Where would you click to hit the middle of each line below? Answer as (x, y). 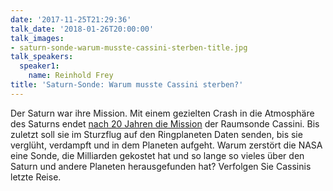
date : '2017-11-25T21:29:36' (71, 19)
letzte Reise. (36, 177)
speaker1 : (39, 66)
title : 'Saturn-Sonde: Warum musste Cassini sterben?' (127, 85)
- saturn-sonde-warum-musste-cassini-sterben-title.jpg (129, 47)
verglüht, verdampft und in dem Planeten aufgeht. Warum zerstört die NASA (166, 145)
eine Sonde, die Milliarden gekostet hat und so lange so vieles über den (157, 155)
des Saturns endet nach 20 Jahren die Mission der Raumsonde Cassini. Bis (165, 123)
